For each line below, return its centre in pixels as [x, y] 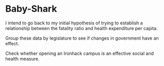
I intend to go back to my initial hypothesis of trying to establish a [74, 23]
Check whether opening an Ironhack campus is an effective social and [79, 53]
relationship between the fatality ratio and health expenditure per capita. [81, 28]
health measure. [23, 58]
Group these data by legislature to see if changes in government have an [82, 38]
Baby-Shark [31, 9]
